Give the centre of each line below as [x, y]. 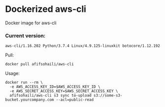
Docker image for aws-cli [31, 23]
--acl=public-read [75, 100]
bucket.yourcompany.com [30, 100]
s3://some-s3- [108, 96]
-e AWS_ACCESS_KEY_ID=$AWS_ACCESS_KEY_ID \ [55, 87]
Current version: [25, 36]
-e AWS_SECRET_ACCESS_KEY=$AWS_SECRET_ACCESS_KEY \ [64, 91]
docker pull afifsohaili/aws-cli [40, 64]
